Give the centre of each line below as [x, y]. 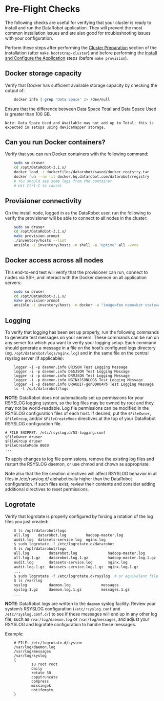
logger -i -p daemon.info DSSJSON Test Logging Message [72, 372]
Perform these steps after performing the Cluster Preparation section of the [81, 47]
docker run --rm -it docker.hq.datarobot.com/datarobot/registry [82, 177]
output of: [15, 90]
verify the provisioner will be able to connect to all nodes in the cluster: [76, 218]
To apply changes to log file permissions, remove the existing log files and [80, 459]
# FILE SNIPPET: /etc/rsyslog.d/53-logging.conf [55, 433]
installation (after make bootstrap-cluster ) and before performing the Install [81, 53]
